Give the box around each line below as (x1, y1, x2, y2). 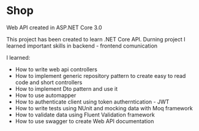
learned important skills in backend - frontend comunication (6, 42, 158, 49)
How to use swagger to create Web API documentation (15, 117, 154, 125)
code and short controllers (15, 79, 83, 86)
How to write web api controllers (15, 65, 98, 73)
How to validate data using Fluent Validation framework (15, 111, 155, 118)
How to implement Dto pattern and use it (15, 85, 118, 92)
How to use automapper (15, 91, 77, 99)
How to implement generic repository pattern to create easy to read (15, 72, 186, 79)
